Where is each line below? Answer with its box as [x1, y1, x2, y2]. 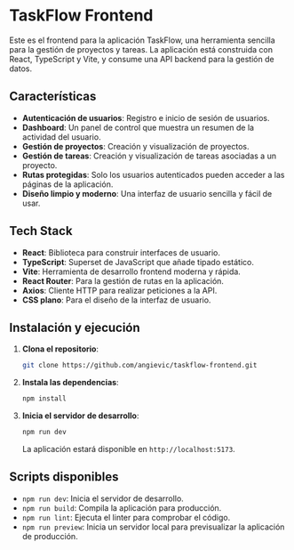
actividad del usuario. [21, 131, 101, 142]
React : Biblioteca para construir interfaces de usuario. [21, 247, 220, 258]
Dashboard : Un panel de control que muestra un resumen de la [21, 122, 255, 133]
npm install [21, 394, 67, 403]
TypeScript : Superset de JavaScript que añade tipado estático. [21, 256, 255, 267]
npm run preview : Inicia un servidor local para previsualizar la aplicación [21, 522, 285, 532]
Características [9, 89, 97, 104]
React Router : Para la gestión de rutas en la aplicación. [21, 275, 225, 286]
